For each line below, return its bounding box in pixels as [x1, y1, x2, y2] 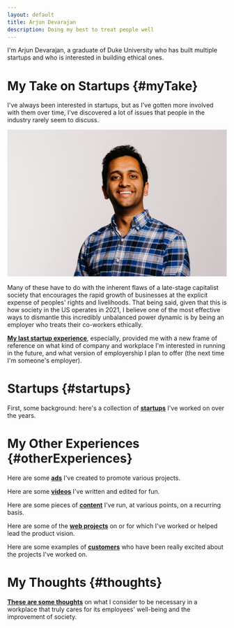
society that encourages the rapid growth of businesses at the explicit [7, 291, 208, 299]
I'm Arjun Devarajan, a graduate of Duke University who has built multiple [7, 46, 218, 54]
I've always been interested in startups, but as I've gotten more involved [7, 101, 214, 110]
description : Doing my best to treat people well [7, 26, 155, 33]
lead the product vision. [7, 529, 75, 537]
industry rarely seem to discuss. [7, 116, 100, 124]
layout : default [7, 11, 54, 18]
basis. [7, 508, 24, 516]
